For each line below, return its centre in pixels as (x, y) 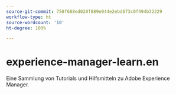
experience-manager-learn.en (82, 62)
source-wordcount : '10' (35, 22)
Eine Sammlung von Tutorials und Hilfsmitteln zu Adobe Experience (88, 78)
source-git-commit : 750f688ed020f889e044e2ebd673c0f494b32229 (84, 11)
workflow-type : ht (29, 17)
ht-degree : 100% (26, 28)
